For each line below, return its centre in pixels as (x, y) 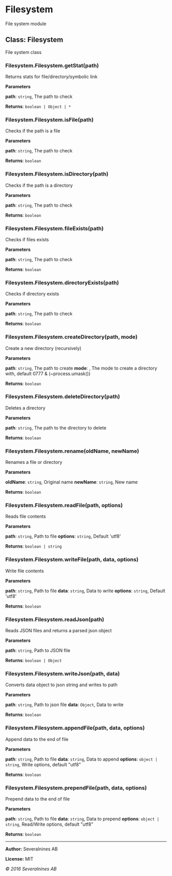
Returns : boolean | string (34, 546)
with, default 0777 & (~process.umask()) (48, 374)
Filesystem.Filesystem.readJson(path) (55, 619)
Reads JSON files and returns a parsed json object (59, 631)
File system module (26, 24)
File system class (24, 52)
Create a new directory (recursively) (44, 348)
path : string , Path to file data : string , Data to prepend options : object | (82, 819)
